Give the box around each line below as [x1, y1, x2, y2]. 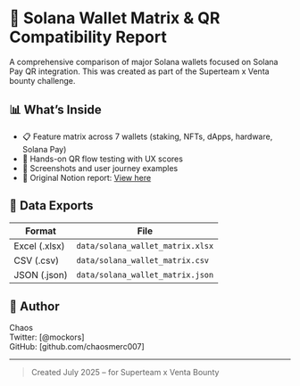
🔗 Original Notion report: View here [21, 172, 152, 183]
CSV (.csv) [13, 254, 60, 267]
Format [25, 225, 56, 237]
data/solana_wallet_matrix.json [76, 269, 214, 280]
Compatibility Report [9, 27, 167, 47]
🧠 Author [9, 299, 60, 314]
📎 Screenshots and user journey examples [21, 162, 179, 173]
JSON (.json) [13, 268, 69, 281]
